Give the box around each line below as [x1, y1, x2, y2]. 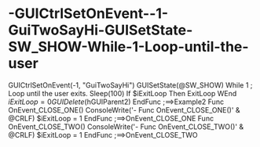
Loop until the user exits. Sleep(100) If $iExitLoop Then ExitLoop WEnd [8, 88, 237, 98]
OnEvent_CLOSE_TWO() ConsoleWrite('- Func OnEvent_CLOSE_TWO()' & [8, 122, 244, 131]
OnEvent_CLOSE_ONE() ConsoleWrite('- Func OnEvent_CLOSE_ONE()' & [8, 105, 241, 114]
